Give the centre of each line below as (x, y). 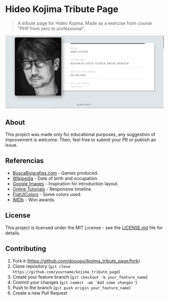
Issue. (12, 145)
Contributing (26, 249)
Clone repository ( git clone (41, 266)
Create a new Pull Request (40, 293)
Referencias (25, 161)
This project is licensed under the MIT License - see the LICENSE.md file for (84, 228)
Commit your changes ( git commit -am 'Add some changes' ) (75, 282)
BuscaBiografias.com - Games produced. (55, 173)
